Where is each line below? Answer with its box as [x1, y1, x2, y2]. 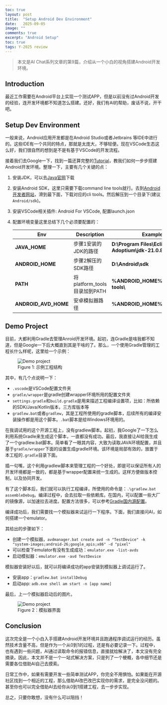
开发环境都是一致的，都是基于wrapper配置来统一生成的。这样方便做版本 [5, 469, 153, 475]
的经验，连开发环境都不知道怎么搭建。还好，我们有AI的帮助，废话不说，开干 [5, 100, 162, 106]
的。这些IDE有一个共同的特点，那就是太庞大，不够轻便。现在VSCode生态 [5, 141, 156, 147]
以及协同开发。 [13, 475, 45, 481]
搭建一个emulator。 [9, 515, 50, 521]
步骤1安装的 [73, 240, 102, 247]
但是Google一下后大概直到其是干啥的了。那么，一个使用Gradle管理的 [13, 342, 156, 348]
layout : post [5, 12, 32, 17]
